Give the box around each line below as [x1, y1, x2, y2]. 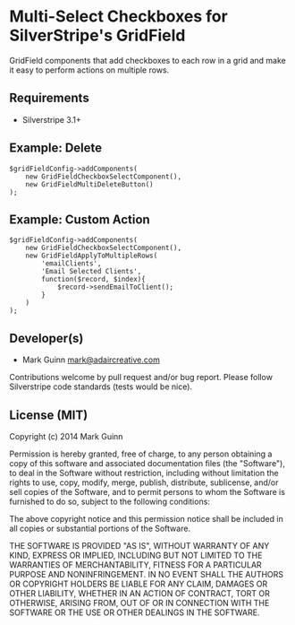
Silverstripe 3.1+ [21, 114, 82, 125]
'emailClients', [41, 259, 102, 268]
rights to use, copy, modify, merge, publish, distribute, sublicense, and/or [9, 477, 279, 488]
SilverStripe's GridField [9, 25, 186, 46]
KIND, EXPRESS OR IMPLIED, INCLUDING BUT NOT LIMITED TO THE [9, 550, 263, 560]
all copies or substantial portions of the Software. [9, 523, 190, 534]
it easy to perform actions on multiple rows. [9, 65, 170, 75]
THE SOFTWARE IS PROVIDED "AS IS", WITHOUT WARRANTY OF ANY [9, 541, 270, 551]
